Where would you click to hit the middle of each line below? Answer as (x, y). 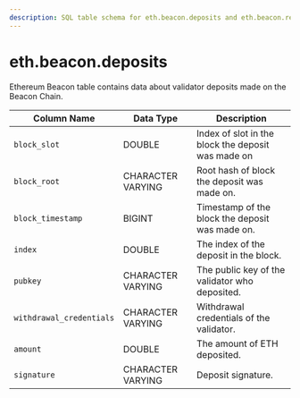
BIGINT (138, 218)
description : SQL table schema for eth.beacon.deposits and (124, 17)
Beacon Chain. (36, 96)
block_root (37, 181)
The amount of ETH (237, 343)
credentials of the (233, 318)
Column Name (64, 118)
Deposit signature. (235, 375)
